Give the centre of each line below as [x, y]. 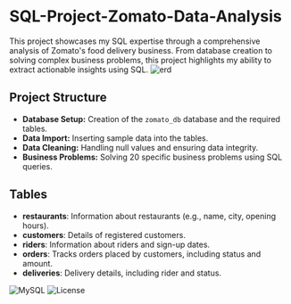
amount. [37, 263]
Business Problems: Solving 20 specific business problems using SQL [152, 157]
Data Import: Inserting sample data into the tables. [115, 138]
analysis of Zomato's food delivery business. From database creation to [141, 50]
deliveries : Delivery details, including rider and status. [121, 273]
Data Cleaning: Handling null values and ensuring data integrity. [140, 147]
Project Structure [58, 98]
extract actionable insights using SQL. [79, 70]
